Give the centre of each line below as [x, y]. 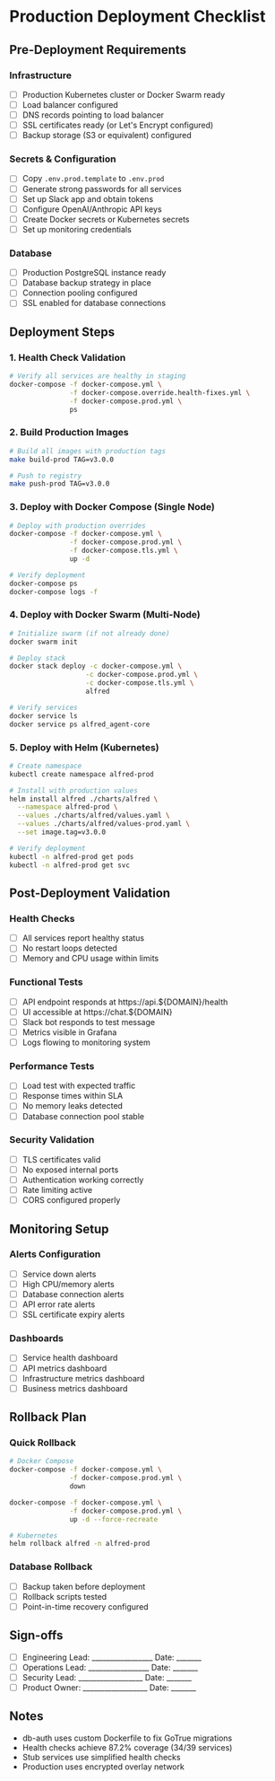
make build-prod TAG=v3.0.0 [62, 460]
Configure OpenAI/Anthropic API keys [92, 209]
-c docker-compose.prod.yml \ [142, 675]
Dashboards [37, 1338]
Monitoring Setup [59, 1228]
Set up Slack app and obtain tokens [88, 198]
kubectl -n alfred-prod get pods [72, 856]
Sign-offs [36, 1636]
